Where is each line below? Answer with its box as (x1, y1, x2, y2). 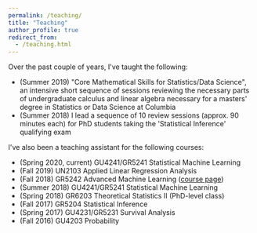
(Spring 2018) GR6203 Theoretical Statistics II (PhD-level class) (19, 191, 225, 201)
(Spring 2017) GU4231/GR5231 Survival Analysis (19, 208, 176, 217)
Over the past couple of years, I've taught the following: (8, 62, 188, 71)
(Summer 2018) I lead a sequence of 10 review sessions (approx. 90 (19, 111, 239, 120)
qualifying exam (19, 127, 72, 137)
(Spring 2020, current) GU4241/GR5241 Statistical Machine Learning (19, 158, 241, 167)
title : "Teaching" (8, 19, 68, 27)
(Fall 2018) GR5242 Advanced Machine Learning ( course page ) (19, 174, 224, 184)
